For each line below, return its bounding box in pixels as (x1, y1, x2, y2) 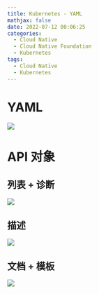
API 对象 (7, 149, 56, 165)
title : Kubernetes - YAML (7, 10, 82, 18)
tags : (7, 56, 23, 63)
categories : (7, 29, 42, 37)
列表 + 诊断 (7, 179, 55, 191)
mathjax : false (7, 17, 52, 24)
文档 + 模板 (7, 260, 55, 272)
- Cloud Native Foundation (13, 43, 92, 50)
